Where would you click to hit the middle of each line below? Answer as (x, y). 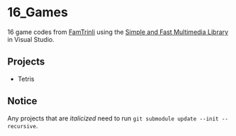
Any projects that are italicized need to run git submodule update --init (113, 118)
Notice (22, 101)
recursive (22, 126)
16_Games (38, 12)
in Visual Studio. (31, 39)
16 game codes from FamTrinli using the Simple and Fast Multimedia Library (118, 32)
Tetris (26, 79)
